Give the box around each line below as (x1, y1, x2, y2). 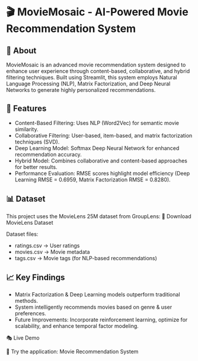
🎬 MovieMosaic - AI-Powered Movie (6, 5, 189, 19)
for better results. (14, 163, 58, 170)
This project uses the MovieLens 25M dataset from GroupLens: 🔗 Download (6, 212, 191, 220)
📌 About (6, 46, 37, 56)
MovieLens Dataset (6, 219, 53, 226)
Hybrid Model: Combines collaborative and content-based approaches (14, 157, 188, 164)
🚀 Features (6, 104, 47, 114)
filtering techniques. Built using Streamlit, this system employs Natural (6, 74, 177, 81)
